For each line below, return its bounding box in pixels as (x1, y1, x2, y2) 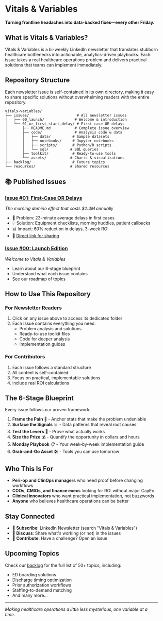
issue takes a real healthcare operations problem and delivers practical (5, 57, 147, 63)
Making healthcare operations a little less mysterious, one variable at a (5, 606, 148, 612)
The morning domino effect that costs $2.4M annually (5, 205, 114, 212)
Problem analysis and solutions (19, 326, 81, 332)
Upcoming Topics (5, 550, 60, 558)
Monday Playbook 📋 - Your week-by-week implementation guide (12, 441, 144, 447)
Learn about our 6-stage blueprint (12, 266, 81, 271)
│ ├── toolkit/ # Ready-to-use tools (5, 151, 116, 156)
